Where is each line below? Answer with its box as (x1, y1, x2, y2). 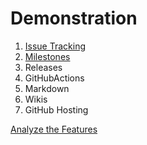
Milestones (24, 50, 71, 62)
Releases (24, 61, 63, 73)
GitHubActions (24, 72, 85, 84)
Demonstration (10, 7, 138, 30)
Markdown (24, 82, 70, 94)
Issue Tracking (24, 40, 87, 52)
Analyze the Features (10, 123, 98, 135)
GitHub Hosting (24, 103, 89, 116)
